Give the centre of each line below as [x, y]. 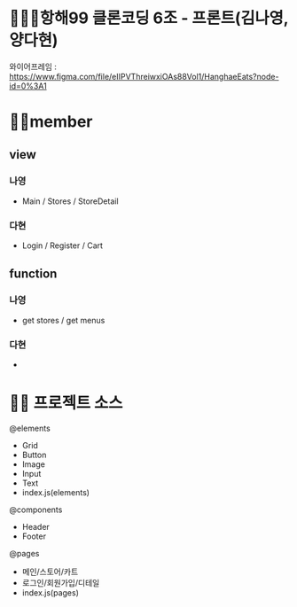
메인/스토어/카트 [50, 572]
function [33, 273]
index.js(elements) [56, 493]
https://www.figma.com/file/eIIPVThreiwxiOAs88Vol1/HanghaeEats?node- [144, 76]
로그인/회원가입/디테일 [61, 583]
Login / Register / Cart [63, 245]
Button [34, 455]
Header [36, 527]
